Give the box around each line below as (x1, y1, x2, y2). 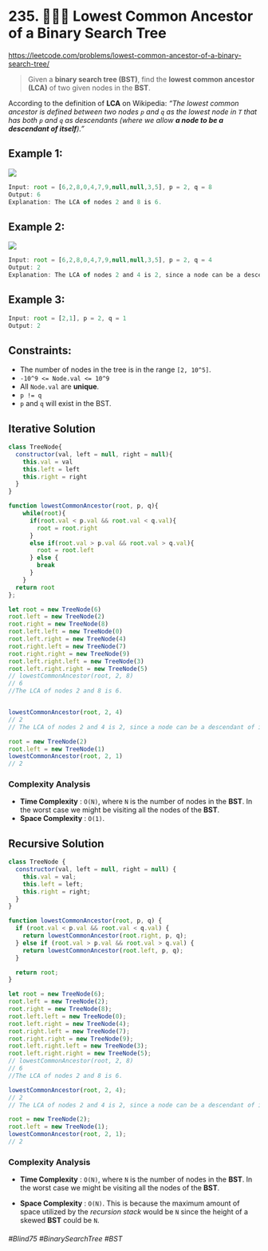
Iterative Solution (8, 422, 96, 436)
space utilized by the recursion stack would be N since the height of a (19, 1207, 249, 1217)
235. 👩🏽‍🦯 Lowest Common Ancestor (8, 7, 254, 26)
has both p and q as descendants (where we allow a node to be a (8, 115, 224, 124)
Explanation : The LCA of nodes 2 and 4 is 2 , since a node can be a (8, 270, 241, 278)
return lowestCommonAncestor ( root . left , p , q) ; (22, 946, 183, 954)
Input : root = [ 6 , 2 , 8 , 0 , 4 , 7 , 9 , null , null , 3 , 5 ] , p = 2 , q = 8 (8, 183, 213, 191)
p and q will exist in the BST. (19, 399, 112, 408)
